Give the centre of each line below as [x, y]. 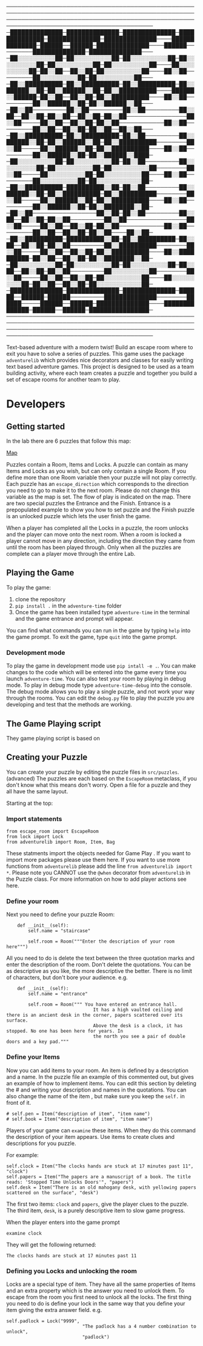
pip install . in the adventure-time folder [68, 606]
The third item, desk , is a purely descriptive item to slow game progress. [96, 1210]
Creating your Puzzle [47, 757]
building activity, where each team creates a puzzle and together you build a [102, 373]
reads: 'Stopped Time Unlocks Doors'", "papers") [70, 1182]
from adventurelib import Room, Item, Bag [61, 842]
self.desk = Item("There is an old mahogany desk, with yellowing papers [101, 1187]
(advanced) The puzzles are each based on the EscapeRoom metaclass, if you [101, 778]
